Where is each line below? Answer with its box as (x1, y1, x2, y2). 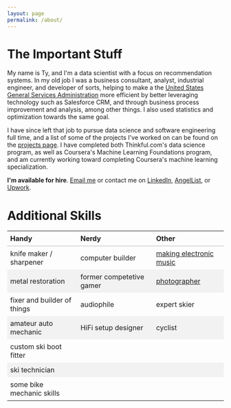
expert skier (155, 300, 195, 309)
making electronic (155, 249, 214, 258)
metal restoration (10, 276, 65, 286)
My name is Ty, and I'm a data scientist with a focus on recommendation (7, 69, 212, 77)
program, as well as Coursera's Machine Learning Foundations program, (7, 148, 212, 156)
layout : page (7, 10, 45, 17)
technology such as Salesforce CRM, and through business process (7, 98, 199, 107)
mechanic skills (10, 389, 60, 398)
